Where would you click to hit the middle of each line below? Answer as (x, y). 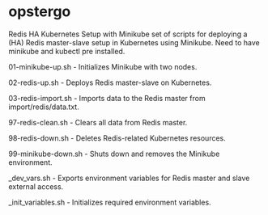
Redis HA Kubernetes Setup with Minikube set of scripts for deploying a (128, 34)
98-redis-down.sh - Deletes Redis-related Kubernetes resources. (117, 138)
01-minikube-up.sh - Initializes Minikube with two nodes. (103, 66)
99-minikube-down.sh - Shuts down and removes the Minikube (114, 154)
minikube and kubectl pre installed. (67, 51)
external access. (36, 186)
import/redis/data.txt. (44, 107)
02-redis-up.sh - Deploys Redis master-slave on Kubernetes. (110, 82)
